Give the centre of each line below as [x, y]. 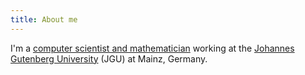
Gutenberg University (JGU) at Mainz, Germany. [109, 58]
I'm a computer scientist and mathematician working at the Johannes [152, 48]
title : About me [44, 19]
